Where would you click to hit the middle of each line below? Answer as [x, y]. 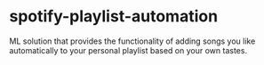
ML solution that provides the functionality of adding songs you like [132, 41]
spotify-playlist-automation [114, 16]
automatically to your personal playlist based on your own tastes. [128, 50]
